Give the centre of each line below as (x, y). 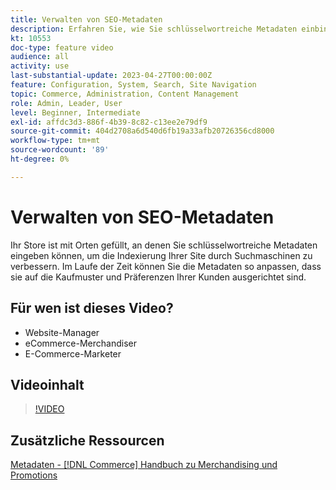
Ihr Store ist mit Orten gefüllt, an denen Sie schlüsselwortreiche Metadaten (164, 245)
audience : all (40, 57)
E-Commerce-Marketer (73, 353)
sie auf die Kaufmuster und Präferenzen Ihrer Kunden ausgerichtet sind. (158, 277)
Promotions (34, 475)
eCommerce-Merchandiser (80, 343)
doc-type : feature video (62, 47)
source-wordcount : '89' (60, 150)
